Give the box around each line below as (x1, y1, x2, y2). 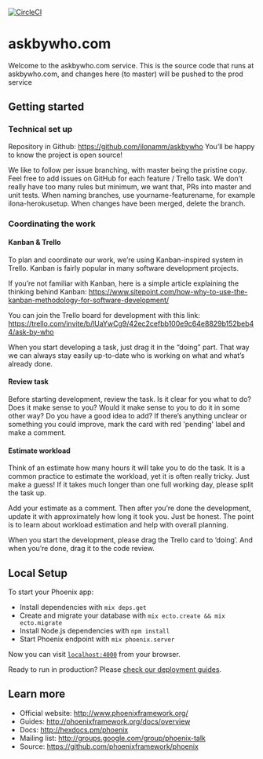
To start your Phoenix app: (8, 587, 94, 597)
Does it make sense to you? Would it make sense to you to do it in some (8, 403, 240, 412)
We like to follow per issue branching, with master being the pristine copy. (8, 165, 247, 174)
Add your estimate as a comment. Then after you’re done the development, (8, 503, 251, 513)
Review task (8, 377, 49, 386)
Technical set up (8, 124, 73, 135)
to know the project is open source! (8, 150, 123, 159)
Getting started (8, 100, 85, 114)
